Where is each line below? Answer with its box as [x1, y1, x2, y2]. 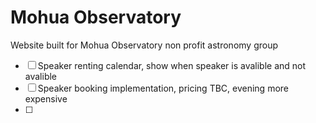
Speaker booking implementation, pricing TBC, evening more [37, 82, 289, 94]
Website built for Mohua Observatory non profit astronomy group [10, 39, 279, 51]
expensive [24, 92, 68, 105]
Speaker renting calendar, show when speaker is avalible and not [37, 59, 307, 71]
